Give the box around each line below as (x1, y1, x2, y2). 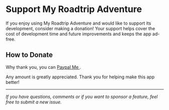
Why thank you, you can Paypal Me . (6, 64, 82, 70)
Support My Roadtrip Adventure (6, 4, 142, 15)
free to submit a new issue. (6, 99, 62, 105)
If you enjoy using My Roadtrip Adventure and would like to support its (6, 20, 151, 26)
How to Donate (6, 51, 53, 59)
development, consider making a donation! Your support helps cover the (6, 25, 155, 31)
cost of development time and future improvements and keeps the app (6, 31, 151, 37)
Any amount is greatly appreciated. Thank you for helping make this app (6, 74, 155, 80)
